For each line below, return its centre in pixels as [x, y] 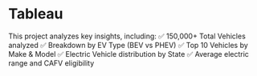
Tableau [36, 14]
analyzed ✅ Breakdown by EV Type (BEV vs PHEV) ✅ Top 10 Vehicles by [128, 45]
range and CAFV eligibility [51, 63]
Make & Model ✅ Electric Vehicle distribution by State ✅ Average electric [128, 54]
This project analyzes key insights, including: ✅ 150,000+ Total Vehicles [127, 36]
